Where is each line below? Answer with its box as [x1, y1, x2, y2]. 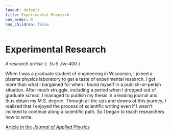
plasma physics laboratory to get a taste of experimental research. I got [5, 76, 156, 82]
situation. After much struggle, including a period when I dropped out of [5, 87, 156, 93]
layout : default [5, 7, 40, 13]
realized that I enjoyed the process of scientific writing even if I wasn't [5, 103, 153, 109]
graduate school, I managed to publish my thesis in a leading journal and [5, 93, 158, 99]
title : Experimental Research [5, 12, 70, 17]
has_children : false [5, 21, 50, 27]
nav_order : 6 [5, 17, 33, 22]
